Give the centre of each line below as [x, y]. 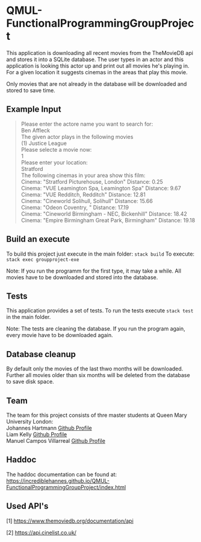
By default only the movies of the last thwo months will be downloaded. [95, 369]
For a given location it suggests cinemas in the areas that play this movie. [97, 72]
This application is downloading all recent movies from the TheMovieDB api [100, 53]
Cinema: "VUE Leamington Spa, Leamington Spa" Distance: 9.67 [101, 188]
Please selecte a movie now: [56, 149]
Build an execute [38, 239]
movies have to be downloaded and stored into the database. [82, 277]
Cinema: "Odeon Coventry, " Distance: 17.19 [75, 207]
